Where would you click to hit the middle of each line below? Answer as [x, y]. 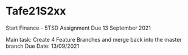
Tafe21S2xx [36, 11]
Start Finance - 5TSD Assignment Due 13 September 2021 [78, 28]
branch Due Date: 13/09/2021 [43, 46]
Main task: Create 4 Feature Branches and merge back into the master [94, 39]
